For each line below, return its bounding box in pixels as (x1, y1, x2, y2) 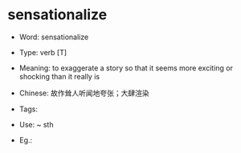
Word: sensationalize (18, 32, 89, 42)
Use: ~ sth (18, 119, 54, 129)
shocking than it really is (18, 71, 100, 81)
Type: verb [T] (18, 47, 67, 57)
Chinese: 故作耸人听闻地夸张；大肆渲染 (18, 88, 149, 98)
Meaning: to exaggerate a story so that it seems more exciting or (18, 62, 234, 73)
